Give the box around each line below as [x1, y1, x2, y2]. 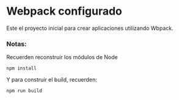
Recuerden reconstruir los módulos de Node [6, 54, 118, 61]
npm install [6, 65, 37, 71]
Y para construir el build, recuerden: [6, 76, 98, 84]
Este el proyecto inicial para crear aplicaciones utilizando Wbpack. [6, 24, 174, 32]
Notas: [6, 40, 27, 48]
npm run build [6, 88, 43, 94]
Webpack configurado [6, 4, 122, 18]
